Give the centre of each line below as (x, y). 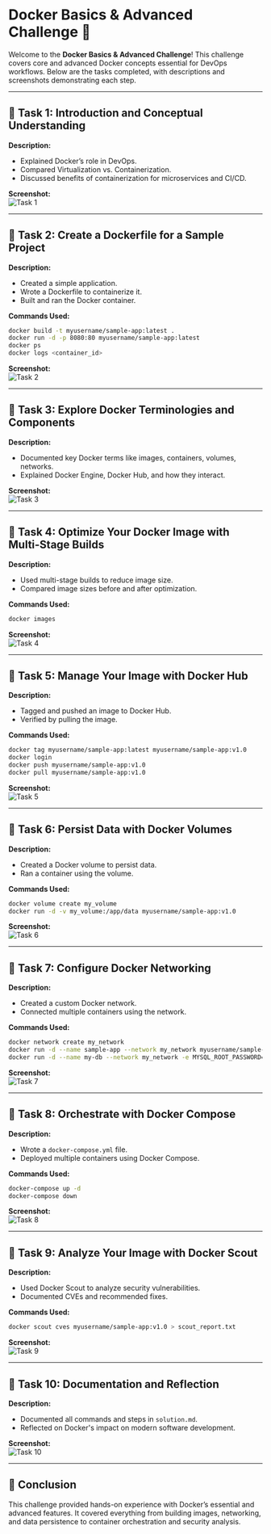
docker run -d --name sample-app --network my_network (102, 1050)
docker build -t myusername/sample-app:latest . (92, 330)
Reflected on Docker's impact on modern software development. (128, 1427)
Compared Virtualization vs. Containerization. (96, 169)
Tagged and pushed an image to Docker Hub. (96, 711)
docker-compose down (43, 1196)
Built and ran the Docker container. (78, 300)
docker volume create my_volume (63, 904)
